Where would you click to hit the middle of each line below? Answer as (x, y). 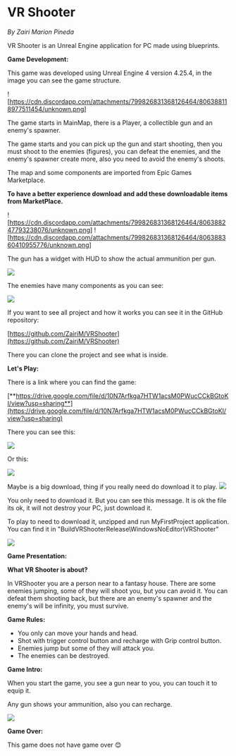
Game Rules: (26, 619)
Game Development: (38, 59)
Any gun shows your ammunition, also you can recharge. (90, 704)
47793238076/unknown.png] (50, 229)
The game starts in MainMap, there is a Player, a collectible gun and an (110, 122)
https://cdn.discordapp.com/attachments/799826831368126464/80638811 (118, 101)
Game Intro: (25, 669)
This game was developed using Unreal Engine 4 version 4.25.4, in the (110, 73)
